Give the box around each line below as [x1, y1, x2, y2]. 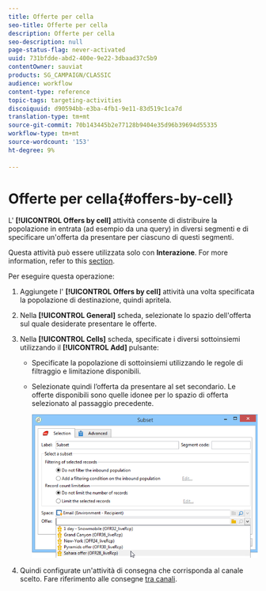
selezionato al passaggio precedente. [31, 399, 154, 408]
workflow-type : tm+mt [8, 130, 80, 138]
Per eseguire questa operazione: [8, 271, 115, 281]
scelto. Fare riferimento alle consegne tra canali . [19, 574, 178, 584]
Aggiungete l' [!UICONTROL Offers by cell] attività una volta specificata [19, 287, 255, 297]
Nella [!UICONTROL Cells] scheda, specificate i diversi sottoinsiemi [19, 335, 241, 344]
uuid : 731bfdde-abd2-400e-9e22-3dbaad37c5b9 [8, 55, 158, 63]
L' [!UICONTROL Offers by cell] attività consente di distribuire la [8, 216, 218, 225]
